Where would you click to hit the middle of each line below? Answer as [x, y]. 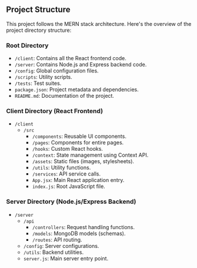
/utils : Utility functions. [61, 168]
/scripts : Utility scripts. [43, 77]
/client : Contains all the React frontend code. [70, 58]
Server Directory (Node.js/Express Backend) [71, 201]
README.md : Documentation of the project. [64, 96]
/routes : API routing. [57, 239]
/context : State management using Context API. [90, 155]
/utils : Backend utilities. [54, 252]
